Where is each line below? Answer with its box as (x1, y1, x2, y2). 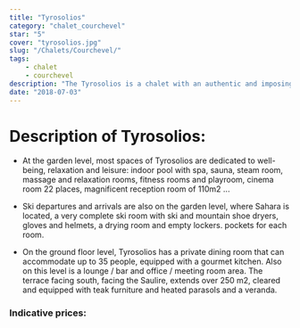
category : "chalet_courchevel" (9, 21, 126, 30)
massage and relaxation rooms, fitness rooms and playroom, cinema (21, 175, 274, 185)
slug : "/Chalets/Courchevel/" (9, 46, 122, 55)
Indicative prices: (9, 307, 87, 319)
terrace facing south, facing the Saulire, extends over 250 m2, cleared (21, 275, 281, 286)
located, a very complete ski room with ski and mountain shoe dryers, (21, 210, 279, 221)
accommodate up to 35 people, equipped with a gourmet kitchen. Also (21, 256, 283, 267)
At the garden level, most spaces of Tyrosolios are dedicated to (21, 155, 256, 166)
